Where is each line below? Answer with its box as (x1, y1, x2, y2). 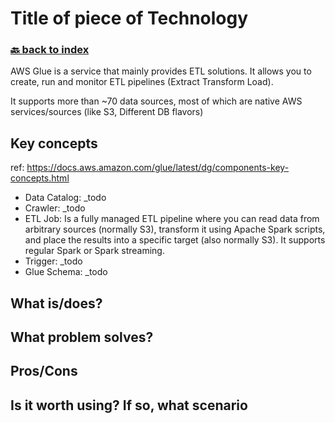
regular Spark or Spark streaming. (24, 245, 165, 257)
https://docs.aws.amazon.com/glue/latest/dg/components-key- (26, 162, 290, 174)
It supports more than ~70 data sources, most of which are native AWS (10, 95, 303, 107)
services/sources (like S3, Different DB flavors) (10, 106, 204, 118)
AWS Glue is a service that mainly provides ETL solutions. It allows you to (10, 65, 312, 77)
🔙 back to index (10, 43, 90, 57)
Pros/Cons (10, 363, 78, 380)
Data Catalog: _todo (24, 192, 107, 204)
